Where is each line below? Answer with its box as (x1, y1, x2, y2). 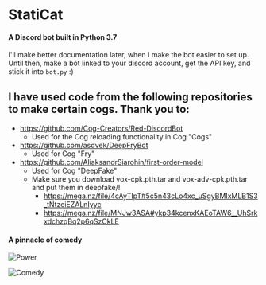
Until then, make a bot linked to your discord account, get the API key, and (8, 58, 251, 68)
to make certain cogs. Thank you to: (8, 102, 191, 116)
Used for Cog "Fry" (31, 149, 95, 158)
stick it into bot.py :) (8, 67, 74, 76)
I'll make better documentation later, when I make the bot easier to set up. (8, 50, 249, 60)
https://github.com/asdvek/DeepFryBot (19, 141, 148, 150)
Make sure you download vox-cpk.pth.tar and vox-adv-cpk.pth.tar (31, 174, 249, 184)
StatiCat (8, 6, 64, 24)
